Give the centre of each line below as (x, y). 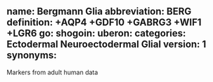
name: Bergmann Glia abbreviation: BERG (99, 12)
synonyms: (32, 55)
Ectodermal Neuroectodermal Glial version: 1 (106, 45)
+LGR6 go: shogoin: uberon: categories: (96, 33)
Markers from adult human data (52, 72)
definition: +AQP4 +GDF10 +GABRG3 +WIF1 (104, 23)
